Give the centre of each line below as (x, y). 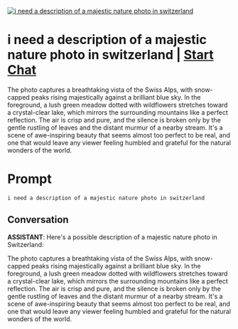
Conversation (38, 220)
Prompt (29, 179)
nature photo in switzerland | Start (111, 55)
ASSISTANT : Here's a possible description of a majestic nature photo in (113, 237)
